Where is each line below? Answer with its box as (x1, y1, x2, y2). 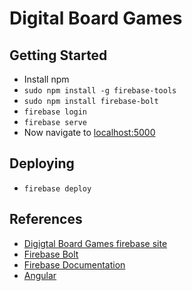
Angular (23, 269, 57, 281)
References (9, 211, 83, 228)
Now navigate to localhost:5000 (23, 127, 156, 138)
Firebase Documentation (23, 258, 126, 271)
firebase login (23, 107, 88, 117)
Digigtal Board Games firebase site (23, 237, 168, 249)
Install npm (23, 73, 70, 85)
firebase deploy (23, 183, 92, 194)
